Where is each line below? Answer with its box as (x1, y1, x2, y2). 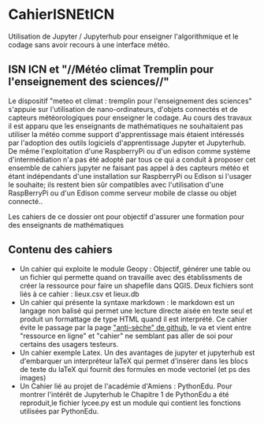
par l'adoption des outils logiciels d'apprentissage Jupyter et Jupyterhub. (8, 138, 247, 147)
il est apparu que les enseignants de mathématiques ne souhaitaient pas (8, 121, 244, 131)
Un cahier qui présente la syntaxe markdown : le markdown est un (19, 297, 235, 307)
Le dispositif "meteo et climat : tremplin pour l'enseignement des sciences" (8, 96, 252, 106)
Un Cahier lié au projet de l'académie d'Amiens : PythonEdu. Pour (19, 381, 232, 391)
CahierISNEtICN (8, 6, 115, 24)
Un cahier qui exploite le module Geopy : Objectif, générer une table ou (19, 264, 251, 273)
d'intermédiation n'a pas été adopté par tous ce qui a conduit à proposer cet (8, 154, 256, 164)
